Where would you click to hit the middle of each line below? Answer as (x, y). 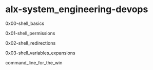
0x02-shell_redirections (31, 43)
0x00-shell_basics (25, 23)
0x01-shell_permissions (30, 33)
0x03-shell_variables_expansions (40, 53)
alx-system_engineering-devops (77, 9)
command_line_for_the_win (34, 62)
